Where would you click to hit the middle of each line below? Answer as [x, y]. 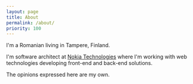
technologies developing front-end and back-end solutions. [79, 63]
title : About [22, 17]
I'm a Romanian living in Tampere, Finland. [58, 45]
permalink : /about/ [30, 23]
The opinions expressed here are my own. [58, 74]
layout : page [22, 12]
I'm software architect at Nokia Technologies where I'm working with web [96, 57]
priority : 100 [24, 28]
